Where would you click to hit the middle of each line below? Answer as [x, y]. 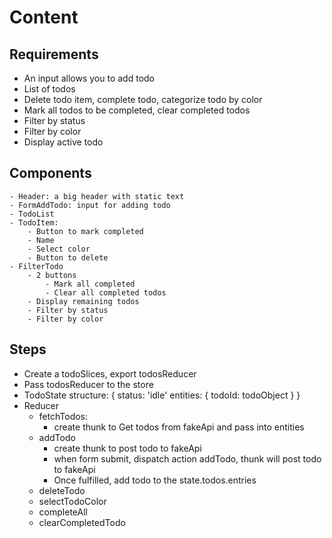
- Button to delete [68, 257]
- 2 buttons [52, 275]
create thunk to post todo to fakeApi [127, 448]
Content [44, 17]
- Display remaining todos [83, 301]
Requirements [54, 54]
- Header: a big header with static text [97, 196]
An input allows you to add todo [89, 78]
